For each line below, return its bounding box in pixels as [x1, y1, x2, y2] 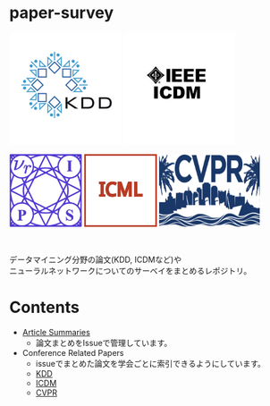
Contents [9, 298, 80, 317]
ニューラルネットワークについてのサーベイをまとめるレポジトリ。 [9, 265, 252, 275]
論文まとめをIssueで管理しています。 [35, 337, 173, 348]
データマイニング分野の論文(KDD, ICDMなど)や [9, 254, 181, 265]
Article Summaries [21, 326, 91, 337]
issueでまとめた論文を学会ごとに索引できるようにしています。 [35, 358, 266, 368]
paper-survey [9, 3, 114, 23]
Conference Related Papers [21, 347, 124, 358]
